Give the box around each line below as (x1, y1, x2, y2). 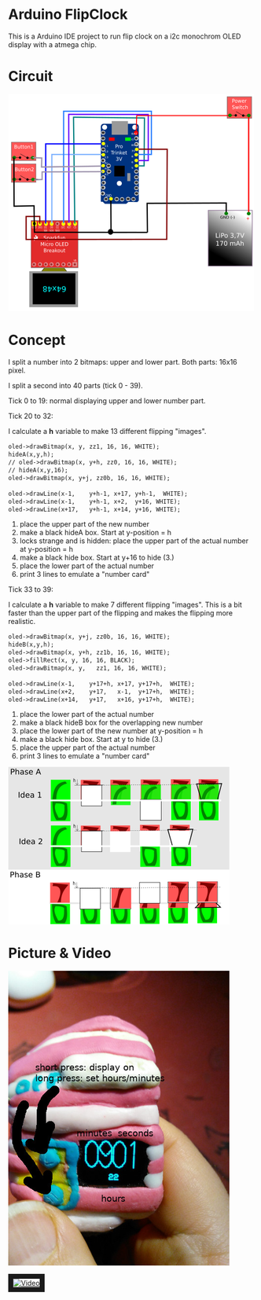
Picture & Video (8, 945, 112, 962)
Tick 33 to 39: (8, 584, 53, 594)
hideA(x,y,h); (8, 450, 55, 458)
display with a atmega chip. (8, 39, 97, 49)
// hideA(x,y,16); (8, 466, 68, 474)
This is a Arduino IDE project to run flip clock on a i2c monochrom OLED (8, 31, 241, 41)
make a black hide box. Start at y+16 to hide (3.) (19, 553, 175, 562)
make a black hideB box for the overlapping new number (19, 718, 204, 727)
